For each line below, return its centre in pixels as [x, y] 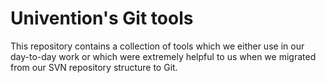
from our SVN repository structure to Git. [94, 67]
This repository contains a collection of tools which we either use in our [157, 46]
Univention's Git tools [102, 18]
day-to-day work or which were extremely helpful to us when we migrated [163, 56]
